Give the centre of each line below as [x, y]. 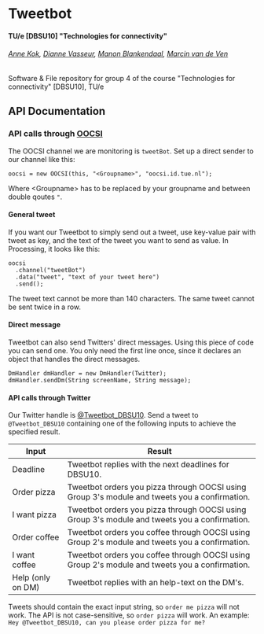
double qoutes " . [35, 197]
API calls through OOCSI [56, 134]
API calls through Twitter [49, 397]
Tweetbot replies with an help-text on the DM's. [156, 583]
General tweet [32, 215]
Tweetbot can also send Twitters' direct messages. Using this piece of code [131, 342]
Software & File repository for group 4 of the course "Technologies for [122, 78]
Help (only [31, 577]
